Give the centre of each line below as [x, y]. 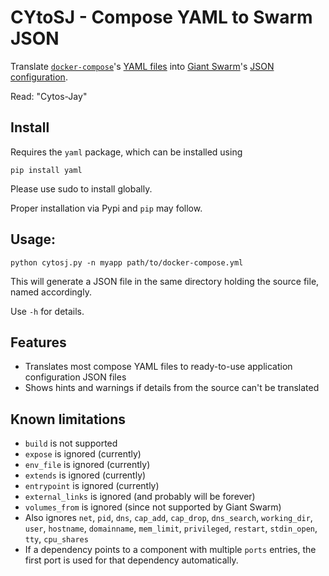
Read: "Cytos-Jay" [49, 96]
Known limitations [68, 419]
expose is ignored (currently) [83, 454]
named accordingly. [51, 292]
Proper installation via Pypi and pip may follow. [106, 208]
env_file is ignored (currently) [87, 465]
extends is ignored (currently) [85, 475]
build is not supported [71, 443]
